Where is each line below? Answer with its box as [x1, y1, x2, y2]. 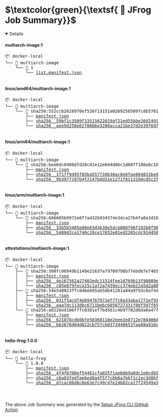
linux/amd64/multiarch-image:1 [5, 85, 71, 91]
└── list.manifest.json [25, 70, 82, 75]
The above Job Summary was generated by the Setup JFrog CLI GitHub [5, 401, 149, 408]
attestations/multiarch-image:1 [5, 245, 69, 251]
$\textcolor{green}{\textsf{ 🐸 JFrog [5, 4, 151, 16]
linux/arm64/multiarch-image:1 [5, 139, 70, 145]
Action [5, 407, 18, 413]
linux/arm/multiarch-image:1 [5, 192, 65, 198]
